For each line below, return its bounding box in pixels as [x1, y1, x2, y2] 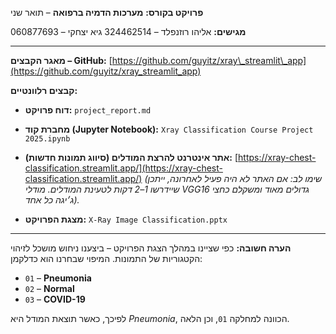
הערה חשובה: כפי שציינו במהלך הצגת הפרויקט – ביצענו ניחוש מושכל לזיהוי [10, 242, 292, 254]
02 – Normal [24, 283, 75, 294]
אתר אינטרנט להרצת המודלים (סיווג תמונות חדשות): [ [24, 152, 239, 163]
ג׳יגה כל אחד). [24, 194, 80, 206]
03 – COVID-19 [24, 293, 86, 305]
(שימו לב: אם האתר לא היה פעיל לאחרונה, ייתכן [144, 173, 323, 184]
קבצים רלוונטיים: [10, 85, 78, 96]
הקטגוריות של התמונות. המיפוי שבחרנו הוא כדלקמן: [10, 253, 203, 264]
